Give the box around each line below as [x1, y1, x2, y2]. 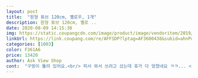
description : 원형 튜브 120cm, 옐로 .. [6, 19, 97, 25]
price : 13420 [6, 52, 38, 58]
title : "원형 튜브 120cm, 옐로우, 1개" [6, 14, 97, 20]
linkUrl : [6, 36, 28, 42]
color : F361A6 [6, 47, 41, 53]
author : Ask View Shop [6, 57, 62, 63]
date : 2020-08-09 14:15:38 [6, 25, 72, 31]
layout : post [6, 8, 38, 15]
